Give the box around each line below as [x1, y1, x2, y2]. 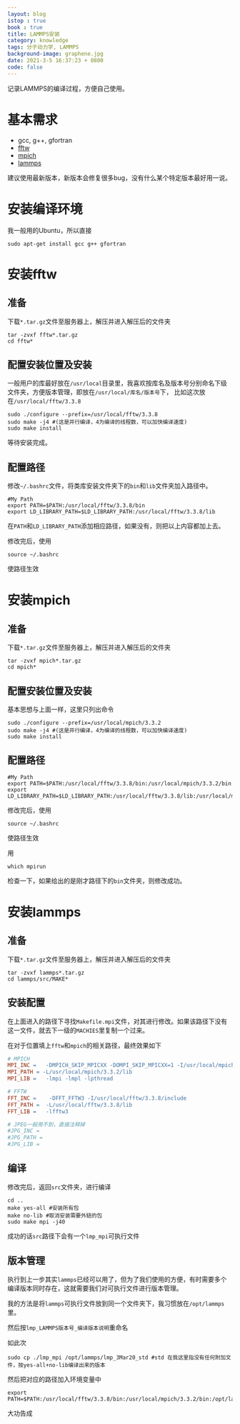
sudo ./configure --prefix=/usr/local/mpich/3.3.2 [7, 719, 161, 726]
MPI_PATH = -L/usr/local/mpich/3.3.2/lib [7, 1068, 133, 1075]
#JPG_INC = [7, 1128, 40, 1135]
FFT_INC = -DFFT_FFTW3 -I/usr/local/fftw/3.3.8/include [7, 1094, 187, 1102]
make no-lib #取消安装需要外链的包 [7, 1212, 102, 1219]
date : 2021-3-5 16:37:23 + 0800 [7, 57, 104, 64]
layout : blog [7, 10, 46, 18]
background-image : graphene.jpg [7, 51, 104, 58]
